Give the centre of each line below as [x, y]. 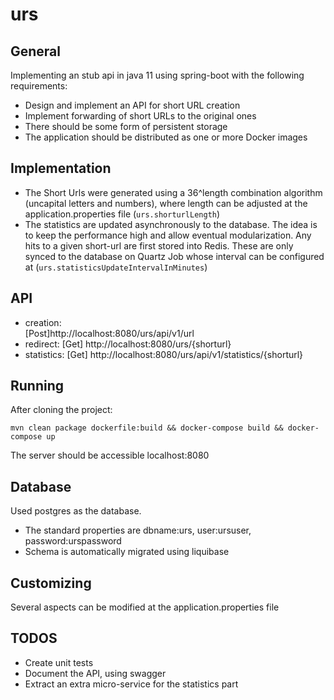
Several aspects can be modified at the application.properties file [145, 607]
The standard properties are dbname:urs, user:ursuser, [138, 530]
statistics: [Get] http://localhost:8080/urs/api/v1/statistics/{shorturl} [164, 354]
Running [37, 386]
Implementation [61, 168]
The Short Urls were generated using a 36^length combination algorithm [173, 192]
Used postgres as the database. [76, 511]
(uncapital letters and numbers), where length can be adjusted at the [166, 203]
